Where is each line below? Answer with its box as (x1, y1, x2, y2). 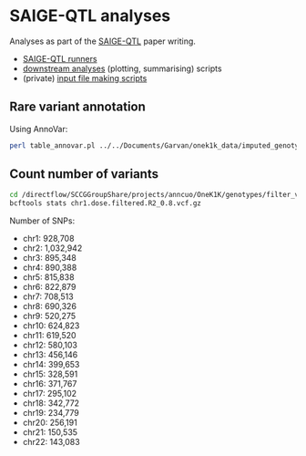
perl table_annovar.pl (9, 140, 96, 150)
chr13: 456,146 (22, 349, 78, 360)
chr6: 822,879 (22, 282, 76, 293)
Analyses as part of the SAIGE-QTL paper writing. (9, 36, 196, 47)
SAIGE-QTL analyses (9, 5, 171, 26)
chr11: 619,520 (22, 330, 76, 341)
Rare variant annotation (9, 99, 146, 115)
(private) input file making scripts (22, 72, 148, 83)
